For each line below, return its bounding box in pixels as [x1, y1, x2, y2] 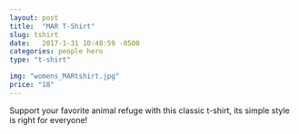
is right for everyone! [9, 114, 88, 125]
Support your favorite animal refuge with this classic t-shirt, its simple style [9, 105, 290, 116]
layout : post [9, 13, 59, 23]
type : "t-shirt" [9, 55, 71, 64]
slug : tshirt [9, 30, 59, 39]
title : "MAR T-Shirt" [9, 22, 95, 31]
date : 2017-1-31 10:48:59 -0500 [9, 38, 141, 48]
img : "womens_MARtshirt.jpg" [9, 72, 120, 81]
